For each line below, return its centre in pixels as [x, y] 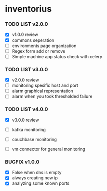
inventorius [28, 9]
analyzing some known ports [41, 183]
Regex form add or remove [39, 51]
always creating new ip [35, 178]
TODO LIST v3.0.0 [27, 69]
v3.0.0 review [26, 120]
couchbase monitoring [34, 139]
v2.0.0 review [26, 80]
